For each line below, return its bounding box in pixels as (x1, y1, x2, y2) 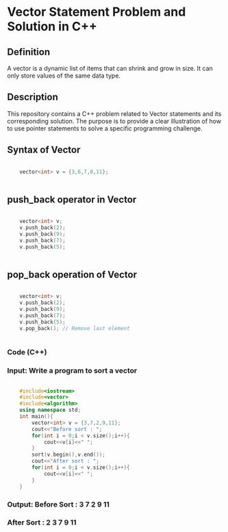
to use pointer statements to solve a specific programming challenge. (7, 124, 203, 132)
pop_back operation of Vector (7, 268, 137, 280)
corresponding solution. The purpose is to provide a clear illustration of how (7, 117, 221, 125)
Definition (7, 46, 50, 58)
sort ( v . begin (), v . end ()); (31, 451, 106, 459)
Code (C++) (7, 347, 47, 357)
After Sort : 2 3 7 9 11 (7, 518, 77, 527)
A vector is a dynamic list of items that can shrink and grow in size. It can (7, 65, 214, 72)
